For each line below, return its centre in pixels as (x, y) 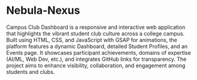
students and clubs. (31, 72)
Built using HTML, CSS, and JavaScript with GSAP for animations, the (92, 40)
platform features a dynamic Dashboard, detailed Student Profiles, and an (97, 46)
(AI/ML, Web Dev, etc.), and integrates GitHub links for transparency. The (96, 59)
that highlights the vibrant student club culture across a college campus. (96, 33)
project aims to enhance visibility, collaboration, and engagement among (96, 65)
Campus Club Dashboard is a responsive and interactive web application (96, 27)
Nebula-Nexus (43, 11)
